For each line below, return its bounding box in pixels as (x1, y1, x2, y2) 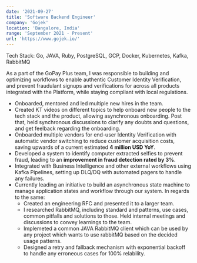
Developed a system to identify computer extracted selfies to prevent (14, 150, 183, 157)
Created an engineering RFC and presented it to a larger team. (23, 200, 175, 207)
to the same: (14, 194, 45, 201)
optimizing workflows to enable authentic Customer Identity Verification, (6, 76, 182, 83)
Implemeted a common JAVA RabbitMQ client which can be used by (23, 225, 188, 232)
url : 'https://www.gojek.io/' (6, 36, 81, 42)
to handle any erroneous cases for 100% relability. (23, 250, 145, 257)
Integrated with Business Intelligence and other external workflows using (14, 162, 191, 169)
